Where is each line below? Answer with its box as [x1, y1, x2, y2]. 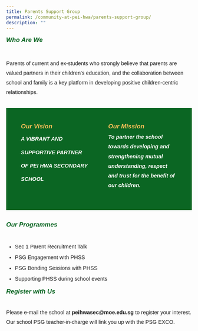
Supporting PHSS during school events [14, 275, 108, 283]
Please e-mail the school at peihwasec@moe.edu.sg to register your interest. [6, 309, 192, 316]
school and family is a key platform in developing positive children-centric [6, 79, 179, 86]
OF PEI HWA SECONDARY [21, 162, 88, 169]
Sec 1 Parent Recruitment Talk [14, 244, 87, 250]
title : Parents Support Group [6, 8, 81, 15]
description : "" [6, 20, 46, 25]
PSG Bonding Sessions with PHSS [14, 265, 98, 272]
